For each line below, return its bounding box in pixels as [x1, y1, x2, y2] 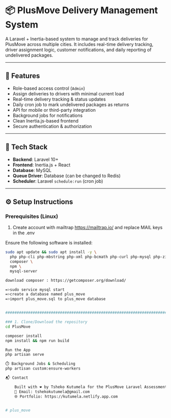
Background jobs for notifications [12, 112, 83, 118]
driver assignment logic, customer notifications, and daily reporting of [5, 46, 152, 53]
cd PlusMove [5, 324, 31, 329]
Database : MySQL [12, 167, 52, 173]
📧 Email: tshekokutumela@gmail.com [14, 389, 90, 394]
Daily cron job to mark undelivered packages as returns [12, 101, 129, 108]
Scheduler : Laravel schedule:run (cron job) [12, 178, 103, 184]
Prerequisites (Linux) [5, 213, 59, 220]
